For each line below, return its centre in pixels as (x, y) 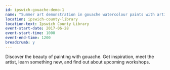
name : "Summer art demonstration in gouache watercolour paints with (80, 14)
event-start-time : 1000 (30, 33)
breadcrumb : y (20, 42)
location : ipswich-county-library (42, 19)
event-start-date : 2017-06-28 (37, 28)
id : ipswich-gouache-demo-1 (35, 10)
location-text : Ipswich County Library (47, 24)
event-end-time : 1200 (28, 38)
